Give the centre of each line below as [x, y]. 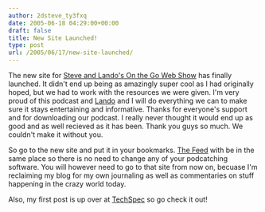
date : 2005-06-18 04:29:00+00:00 [64, 23]
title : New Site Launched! [53, 38]
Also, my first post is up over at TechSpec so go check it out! [108, 199]
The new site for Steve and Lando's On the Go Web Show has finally [120, 75]
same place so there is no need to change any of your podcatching [118, 159]
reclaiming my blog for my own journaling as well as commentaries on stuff [131, 175]
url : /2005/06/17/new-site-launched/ [71, 53]
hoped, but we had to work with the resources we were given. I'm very [124, 92]
